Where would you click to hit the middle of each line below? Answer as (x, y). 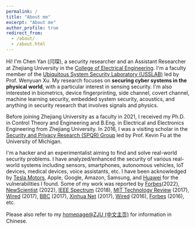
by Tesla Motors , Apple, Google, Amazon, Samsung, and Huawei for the (92, 177)
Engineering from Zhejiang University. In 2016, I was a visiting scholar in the (97, 129)
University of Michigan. (34, 141)
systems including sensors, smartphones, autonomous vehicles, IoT (102, 165)
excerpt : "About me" (31, 22)
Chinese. (17, 221)
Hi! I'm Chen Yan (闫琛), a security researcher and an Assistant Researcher (96, 61)
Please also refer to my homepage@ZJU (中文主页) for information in (89, 214)
